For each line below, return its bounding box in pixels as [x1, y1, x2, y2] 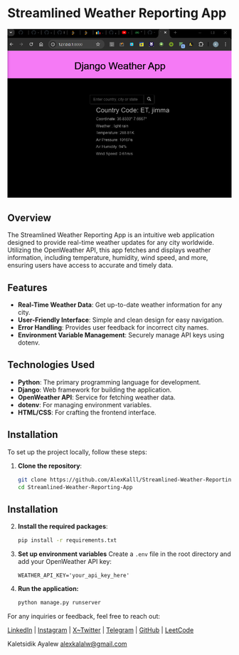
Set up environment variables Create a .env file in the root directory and [17, 550, 231, 558]
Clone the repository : [17, 461, 83, 470]
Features [7, 281, 48, 293]
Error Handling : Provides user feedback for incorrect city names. [17, 323, 209, 332]
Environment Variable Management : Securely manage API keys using [17, 331, 225, 340]
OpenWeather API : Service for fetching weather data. [17, 393, 176, 402]
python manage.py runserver [17, 599, 101, 607]
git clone [17, 476, 48, 483]
